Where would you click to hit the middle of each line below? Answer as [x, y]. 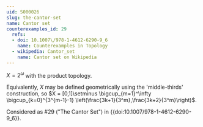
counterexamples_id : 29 [37, 29]
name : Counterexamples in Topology [63, 46]
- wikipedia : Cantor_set [43, 52]
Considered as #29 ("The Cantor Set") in [57, 112]
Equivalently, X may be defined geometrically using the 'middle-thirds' [95, 87]
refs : [19, 35]
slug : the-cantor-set [34, 18]
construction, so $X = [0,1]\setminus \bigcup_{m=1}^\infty [79, 94]
